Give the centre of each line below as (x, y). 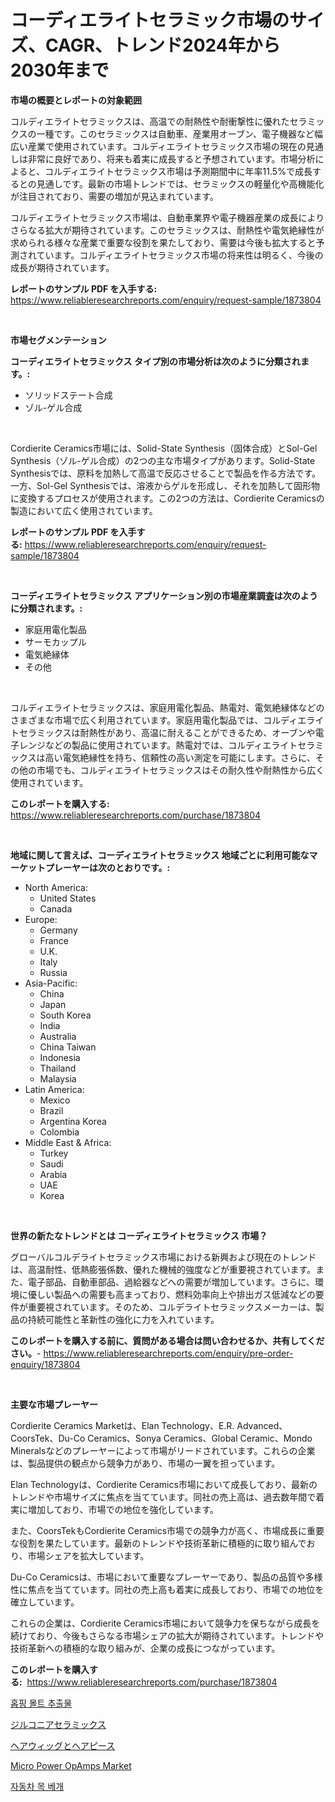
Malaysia (58, 1078)
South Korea (65, 1015)
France (54, 940)
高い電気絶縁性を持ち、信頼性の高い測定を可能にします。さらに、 (180, 757)
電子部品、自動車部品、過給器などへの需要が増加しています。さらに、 (171, 1282)
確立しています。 (45, 1602)
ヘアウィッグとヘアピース (63, 1745)
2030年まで (60, 70)
